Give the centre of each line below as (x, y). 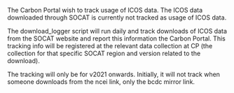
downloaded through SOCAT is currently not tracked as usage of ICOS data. (117, 17)
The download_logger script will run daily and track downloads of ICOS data (117, 31)
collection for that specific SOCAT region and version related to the (104, 53)
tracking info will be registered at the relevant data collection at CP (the (110, 46)
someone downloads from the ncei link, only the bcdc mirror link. (101, 82)
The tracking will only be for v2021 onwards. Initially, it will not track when (114, 74)
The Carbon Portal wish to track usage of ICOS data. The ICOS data (105, 10)
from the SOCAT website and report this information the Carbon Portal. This (116, 38)
